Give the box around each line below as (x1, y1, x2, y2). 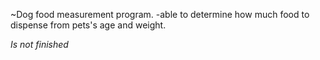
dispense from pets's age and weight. (10, 19, 167, 31)
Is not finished (10, 39, 69, 50)
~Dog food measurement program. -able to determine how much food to (10, 9, 310, 20)
